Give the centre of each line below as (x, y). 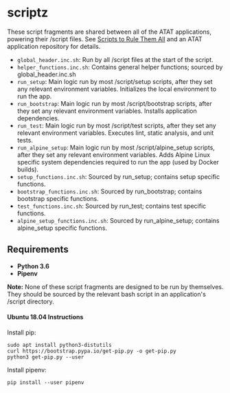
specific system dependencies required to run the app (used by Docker (118, 162)
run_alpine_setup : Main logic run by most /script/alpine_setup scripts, (116, 147)
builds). (28, 169)
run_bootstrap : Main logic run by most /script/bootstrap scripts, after (114, 103)
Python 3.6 (33, 266)
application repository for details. (54, 46)
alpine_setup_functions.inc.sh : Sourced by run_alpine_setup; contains (118, 220)
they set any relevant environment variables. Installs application (107, 111)
